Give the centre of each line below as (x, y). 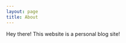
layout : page (22, 11)
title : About (22, 17)
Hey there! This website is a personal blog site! (63, 34)
